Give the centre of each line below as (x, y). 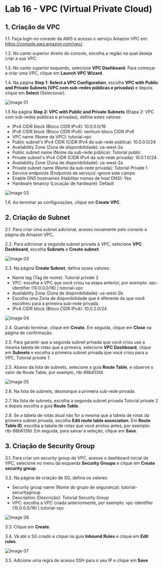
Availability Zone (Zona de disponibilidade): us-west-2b (67, 293)
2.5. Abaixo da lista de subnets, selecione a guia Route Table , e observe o (79, 367)
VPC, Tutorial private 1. (28, 357)
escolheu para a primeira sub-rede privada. (56, 303)
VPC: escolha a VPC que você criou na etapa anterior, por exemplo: (80, 283)
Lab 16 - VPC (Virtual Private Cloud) (79, 9)
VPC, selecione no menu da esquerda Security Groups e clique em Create (80, 463)
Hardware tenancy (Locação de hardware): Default (63, 183)
